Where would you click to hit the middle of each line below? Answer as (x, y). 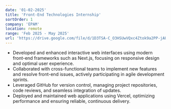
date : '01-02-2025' (26, 10)
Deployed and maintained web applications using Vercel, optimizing (84, 96)
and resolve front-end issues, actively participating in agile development (88, 74)
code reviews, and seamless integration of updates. (67, 90)
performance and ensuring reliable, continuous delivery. (72, 101)
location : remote (24, 29)
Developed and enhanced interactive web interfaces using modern (82, 52)
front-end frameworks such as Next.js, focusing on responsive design (86, 58)
